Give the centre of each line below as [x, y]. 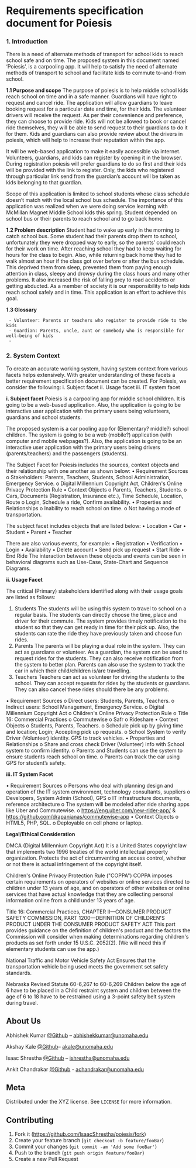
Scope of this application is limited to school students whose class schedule [98, 194]
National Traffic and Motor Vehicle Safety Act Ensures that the [81, 960]
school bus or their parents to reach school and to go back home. [85, 219]
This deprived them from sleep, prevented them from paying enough [89, 267]
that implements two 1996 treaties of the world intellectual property [87, 851]
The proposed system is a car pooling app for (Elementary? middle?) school [97, 428]
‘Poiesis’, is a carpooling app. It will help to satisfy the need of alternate [92, 67]
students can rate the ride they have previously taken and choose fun [98, 633]
